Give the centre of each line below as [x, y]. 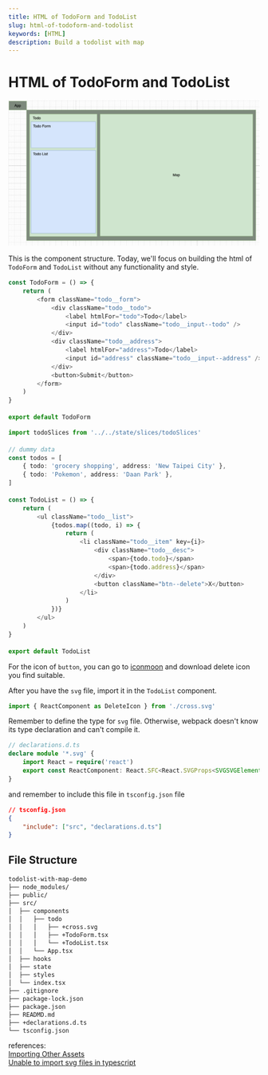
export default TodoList [49, 651]
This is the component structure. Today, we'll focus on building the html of [130, 258]
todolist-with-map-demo [48, 880]
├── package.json [37, 1007]
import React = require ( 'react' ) [78, 762]
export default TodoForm [49, 417]
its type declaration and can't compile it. [74, 730]
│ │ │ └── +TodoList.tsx [59, 943]
